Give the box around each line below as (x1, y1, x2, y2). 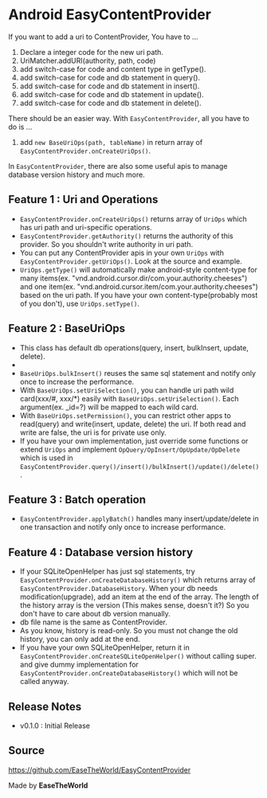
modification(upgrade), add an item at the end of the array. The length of (19, 592, 259, 602)
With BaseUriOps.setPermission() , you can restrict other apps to (19, 410, 231, 420)
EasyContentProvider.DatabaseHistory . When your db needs (19, 584, 218, 593)
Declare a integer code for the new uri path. (19, 47, 163, 57)
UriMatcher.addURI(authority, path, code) (19, 56, 156, 65)
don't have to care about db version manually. (19, 609, 171, 619)
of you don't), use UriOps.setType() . (19, 299, 139, 308)
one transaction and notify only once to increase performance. (19, 522, 226, 532)
